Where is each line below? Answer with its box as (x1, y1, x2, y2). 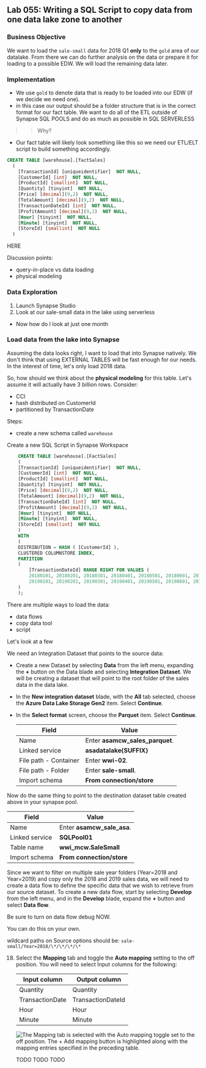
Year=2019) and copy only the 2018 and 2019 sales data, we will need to (7, 875, 189, 882)
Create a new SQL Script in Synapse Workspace (7, 441, 129, 449)
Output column (76, 975, 122, 983)
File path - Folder (18, 766, 70, 774)
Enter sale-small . (85, 766, 136, 774)
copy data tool (15, 619, 53, 627)
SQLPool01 (59, 833, 93, 841)
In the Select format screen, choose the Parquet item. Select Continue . (15, 711, 197, 719)
